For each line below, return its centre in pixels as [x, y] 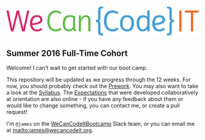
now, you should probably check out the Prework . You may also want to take [103, 86]
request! [17, 112]
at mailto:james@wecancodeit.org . [50, 130]
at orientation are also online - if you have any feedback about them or [95, 99]
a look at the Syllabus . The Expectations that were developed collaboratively [102, 93]
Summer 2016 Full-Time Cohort [67, 53]
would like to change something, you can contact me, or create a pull [93, 106]
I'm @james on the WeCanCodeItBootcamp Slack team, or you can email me [101, 124]
